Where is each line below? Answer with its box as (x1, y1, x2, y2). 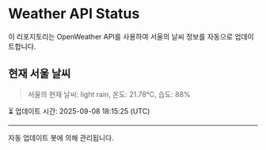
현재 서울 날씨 (8, 67, 71, 81)
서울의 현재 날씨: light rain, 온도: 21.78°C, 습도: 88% (27, 89, 192, 99)
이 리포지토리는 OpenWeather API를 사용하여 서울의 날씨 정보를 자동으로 (8, 32, 234, 41)
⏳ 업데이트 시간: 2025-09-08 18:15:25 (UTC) (8, 106, 150, 115)
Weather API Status (8, 5, 140, 23)
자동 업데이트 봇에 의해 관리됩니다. (8, 133, 114, 142)
